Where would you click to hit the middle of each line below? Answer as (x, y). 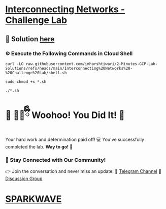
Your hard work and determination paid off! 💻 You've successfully (75, 139)
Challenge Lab (36, 20)
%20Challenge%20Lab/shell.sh (36, 73)
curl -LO (14, 64)
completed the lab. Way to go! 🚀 (39, 146)
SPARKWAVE (34, 199)
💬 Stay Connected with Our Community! (56, 160)
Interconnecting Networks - (65, 9)
